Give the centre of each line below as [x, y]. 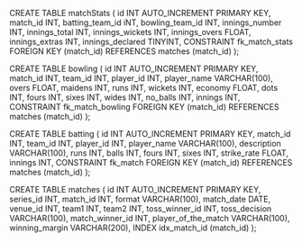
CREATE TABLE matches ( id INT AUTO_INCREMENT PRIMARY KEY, [135, 189]
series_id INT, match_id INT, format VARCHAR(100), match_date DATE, [140, 199]
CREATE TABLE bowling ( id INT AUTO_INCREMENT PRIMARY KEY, [134, 68]
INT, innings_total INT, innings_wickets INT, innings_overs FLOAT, [130, 32]
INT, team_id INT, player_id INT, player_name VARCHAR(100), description [145, 143]
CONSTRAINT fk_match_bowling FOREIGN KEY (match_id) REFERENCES [144, 107]
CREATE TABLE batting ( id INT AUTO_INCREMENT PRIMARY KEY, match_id [150, 134]
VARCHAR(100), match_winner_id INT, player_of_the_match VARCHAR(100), [150, 218]
